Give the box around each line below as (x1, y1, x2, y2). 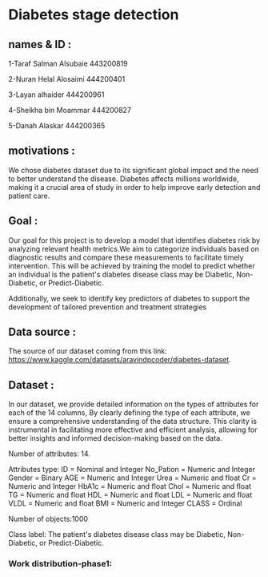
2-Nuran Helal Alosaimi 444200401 (8, 75, 126, 83)
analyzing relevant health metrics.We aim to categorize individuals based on (8, 244, 260, 253)
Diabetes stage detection (8, 6, 179, 24)
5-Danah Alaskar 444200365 (8, 121, 106, 130)
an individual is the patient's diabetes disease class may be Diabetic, (8, 269, 234, 279)
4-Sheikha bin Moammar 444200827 (8, 106, 132, 115)
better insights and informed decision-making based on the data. (8, 434, 222, 443)
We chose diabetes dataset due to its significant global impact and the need (8, 165, 258, 175)
